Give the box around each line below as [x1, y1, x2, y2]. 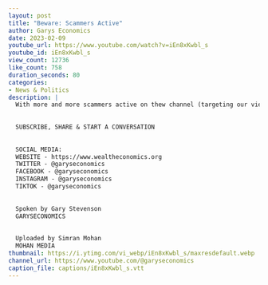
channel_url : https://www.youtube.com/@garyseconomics [8, 256, 195, 264]
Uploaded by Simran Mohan [15, 235, 102, 243]
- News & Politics [8, 85, 69, 94]
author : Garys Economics [8, 26, 91, 34]
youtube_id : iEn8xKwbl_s [8, 49, 91, 57]
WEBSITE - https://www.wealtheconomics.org [15, 152, 162, 160]
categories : [8, 78, 48, 86]
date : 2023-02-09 [8, 34, 66, 42]
